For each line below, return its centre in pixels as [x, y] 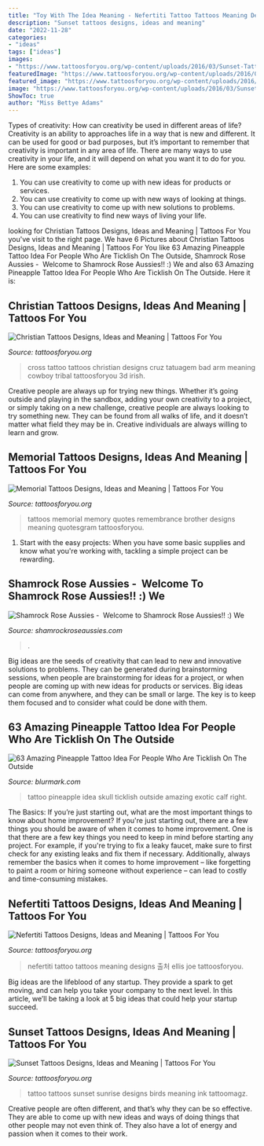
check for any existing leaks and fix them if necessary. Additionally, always [129, 854]
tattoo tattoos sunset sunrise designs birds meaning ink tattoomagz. [137, 1093]
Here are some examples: [50, 167]
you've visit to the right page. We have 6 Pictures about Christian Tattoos [126, 240]
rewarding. [37, 559]
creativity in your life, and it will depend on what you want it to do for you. [127, 159]
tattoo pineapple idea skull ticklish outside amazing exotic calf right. [137, 797]
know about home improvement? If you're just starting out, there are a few [128, 821]
